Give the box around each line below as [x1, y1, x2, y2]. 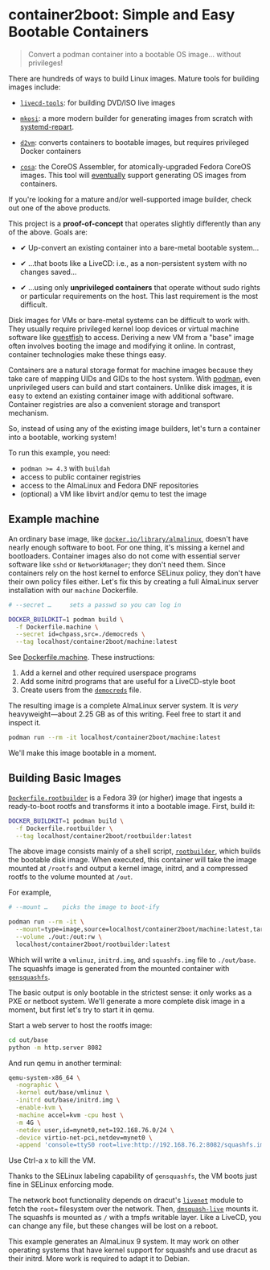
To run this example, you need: [8, 447, 111, 457]
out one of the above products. [8, 203, 111, 213]
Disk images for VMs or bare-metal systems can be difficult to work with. [8, 315, 251, 325]
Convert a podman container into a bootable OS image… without [27, 49, 242, 59]
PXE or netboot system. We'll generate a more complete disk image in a [8, 996, 246, 1006]
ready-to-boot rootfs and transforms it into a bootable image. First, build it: [8, 801, 256, 811]
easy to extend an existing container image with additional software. [8, 391, 235, 401]
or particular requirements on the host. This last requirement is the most [19, 291, 259, 301]
